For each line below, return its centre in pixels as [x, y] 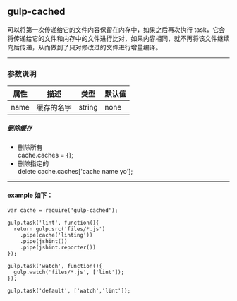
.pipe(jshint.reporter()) [58, 248]
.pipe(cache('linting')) [56, 235]
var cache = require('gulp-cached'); [63, 211]
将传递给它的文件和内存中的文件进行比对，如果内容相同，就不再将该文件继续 [119, 38]
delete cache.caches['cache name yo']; [75, 172]
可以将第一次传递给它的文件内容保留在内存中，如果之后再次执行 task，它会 [116, 29]
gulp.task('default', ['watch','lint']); [69, 291]
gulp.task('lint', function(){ [53, 223]
